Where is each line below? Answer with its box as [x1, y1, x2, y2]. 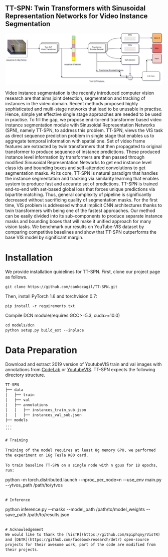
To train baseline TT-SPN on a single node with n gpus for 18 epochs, [5, 463, 158, 468]
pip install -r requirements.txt [5, 304, 75, 309]
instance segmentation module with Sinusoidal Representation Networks [5, 122, 155, 128]
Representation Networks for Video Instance [5, 12, 148, 21]
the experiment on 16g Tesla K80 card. [5, 453, 89, 458]
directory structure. [5, 372, 45, 378]
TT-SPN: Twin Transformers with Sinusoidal [5, 4, 146, 13]
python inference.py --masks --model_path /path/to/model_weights [5, 506, 145, 513]
